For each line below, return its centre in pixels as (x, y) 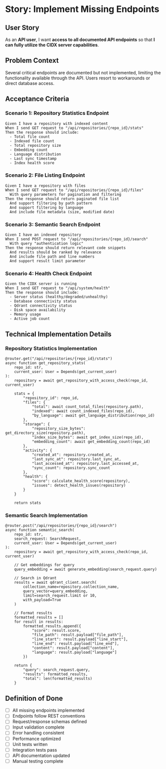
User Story (22, 28)
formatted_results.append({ (52, 626)
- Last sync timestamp (33, 158)
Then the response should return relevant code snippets (66, 248)
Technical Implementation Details (58, 334)
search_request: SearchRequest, (48, 539)
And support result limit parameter (48, 261)
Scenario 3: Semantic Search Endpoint (53, 224)
